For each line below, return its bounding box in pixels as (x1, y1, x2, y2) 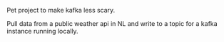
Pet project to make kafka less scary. (6, 6, 116, 14)
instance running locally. (6, 27, 79, 35)
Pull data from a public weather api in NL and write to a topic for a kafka (6, 20, 218, 27)
